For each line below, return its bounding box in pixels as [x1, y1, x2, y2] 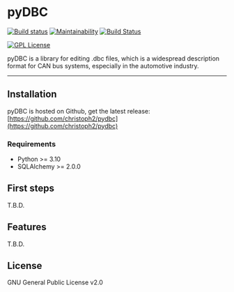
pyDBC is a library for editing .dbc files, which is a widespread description [7, 54, 220, 63]
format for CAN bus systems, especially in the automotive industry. [7, 61, 200, 70]
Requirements [7, 139, 56, 148]
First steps [7, 183, 54, 194]
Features [7, 221, 47, 233]
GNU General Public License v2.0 [7, 278, 103, 286]
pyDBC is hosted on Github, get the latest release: [7, 107, 151, 115]
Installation [7, 89, 57, 100]
